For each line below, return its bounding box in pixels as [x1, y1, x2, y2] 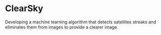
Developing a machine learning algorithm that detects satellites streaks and [5, 19, 157, 25]
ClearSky [5, 3, 43, 14]
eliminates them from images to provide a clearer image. [5, 24, 119, 30]
